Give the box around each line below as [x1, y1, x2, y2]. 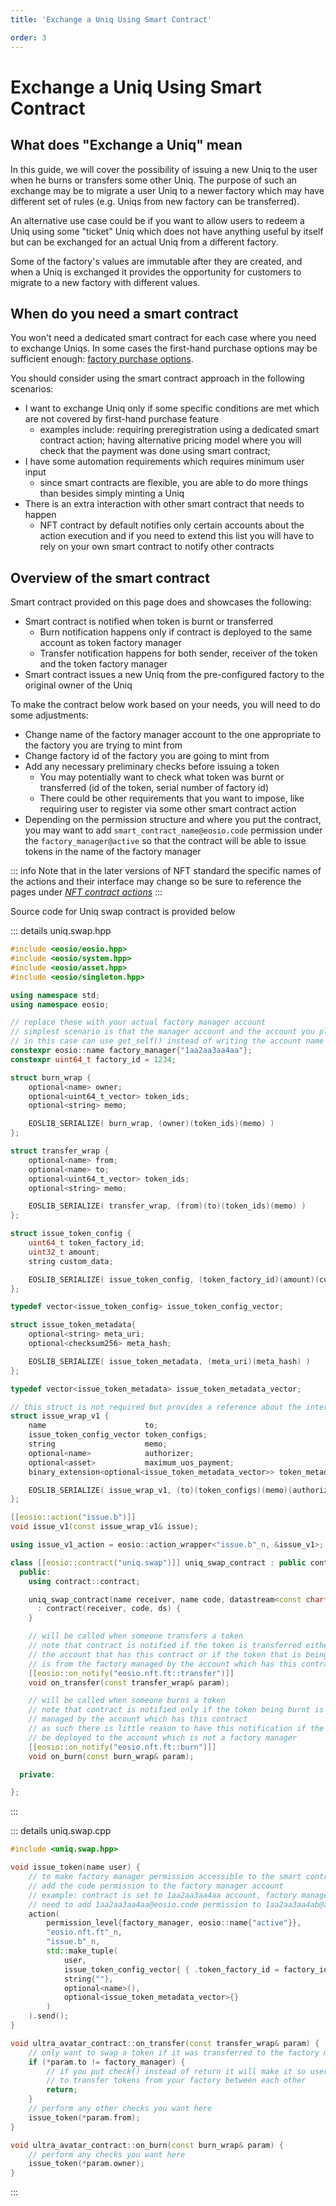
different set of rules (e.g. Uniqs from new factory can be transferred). [10, 195, 300, 207]
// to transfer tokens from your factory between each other [46, 2076, 307, 2086]
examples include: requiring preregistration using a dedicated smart [39, 424, 320, 436]
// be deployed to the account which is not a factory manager [28, 1732, 298, 1743]
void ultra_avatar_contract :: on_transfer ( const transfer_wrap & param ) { [10, 2038, 320, 2048]
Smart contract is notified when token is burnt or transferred [24, 616, 274, 628]
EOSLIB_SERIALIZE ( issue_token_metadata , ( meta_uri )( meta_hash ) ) [28, 1356, 311, 1366]
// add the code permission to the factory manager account [28, 1881, 284, 1891]
